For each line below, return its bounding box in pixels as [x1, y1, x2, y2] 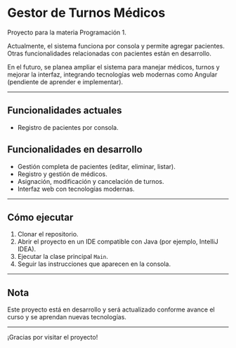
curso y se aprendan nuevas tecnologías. [7, 313, 126, 321]
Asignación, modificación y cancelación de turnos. [17, 177, 164, 185]
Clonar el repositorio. [17, 230, 79, 239]
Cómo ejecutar [7, 211, 74, 223]
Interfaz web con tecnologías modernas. [17, 185, 135, 193]
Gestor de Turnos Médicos [7, 5, 166, 21]
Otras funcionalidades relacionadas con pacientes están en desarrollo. [7, 49, 212, 58]
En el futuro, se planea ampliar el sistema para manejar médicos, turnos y [7, 62, 220, 71]
